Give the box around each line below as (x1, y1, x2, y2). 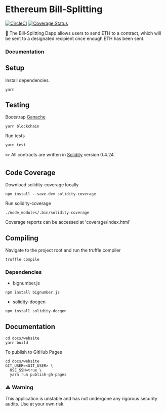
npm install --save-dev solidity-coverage (5, 191, 96, 197)
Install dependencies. (5, 77, 50, 83)
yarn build (5, 340, 28, 345)
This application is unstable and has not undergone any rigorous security (5, 395, 158, 401)
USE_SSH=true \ (10, 368, 42, 373)
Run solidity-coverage (5, 200, 52, 207)
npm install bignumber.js (5, 290, 60, 295)
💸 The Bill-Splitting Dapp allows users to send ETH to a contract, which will (5, 30, 161, 36)
